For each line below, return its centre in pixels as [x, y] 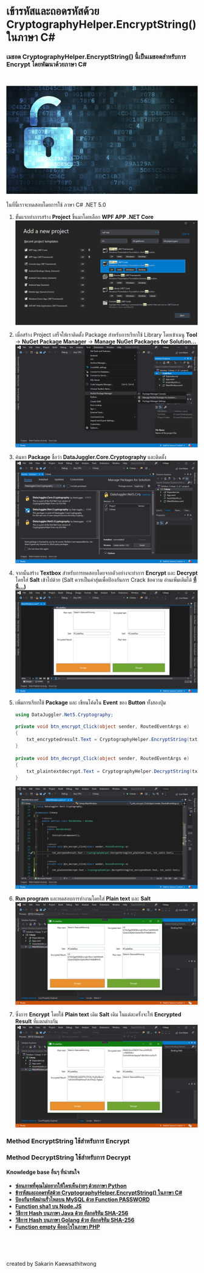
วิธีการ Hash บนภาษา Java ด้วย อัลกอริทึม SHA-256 [72, 1213]
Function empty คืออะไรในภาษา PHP [57, 1227]
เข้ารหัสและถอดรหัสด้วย [53, 11]
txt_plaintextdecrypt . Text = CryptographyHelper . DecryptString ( [109, 771]
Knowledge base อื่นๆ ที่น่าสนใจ [43, 1172]
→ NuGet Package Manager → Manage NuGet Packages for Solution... [106, 341]
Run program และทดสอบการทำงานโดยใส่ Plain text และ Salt [83, 899]
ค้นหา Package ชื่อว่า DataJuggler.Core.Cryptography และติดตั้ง [91, 457]
